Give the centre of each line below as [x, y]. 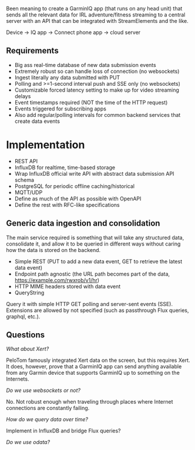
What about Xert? [28, 349]
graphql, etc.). [23, 316]
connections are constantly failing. [48, 408]
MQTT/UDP [28, 192]
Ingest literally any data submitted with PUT [67, 77]
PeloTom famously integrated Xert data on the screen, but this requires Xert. [98, 360]
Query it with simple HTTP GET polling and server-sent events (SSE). [90, 304]
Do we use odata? [28, 442]
